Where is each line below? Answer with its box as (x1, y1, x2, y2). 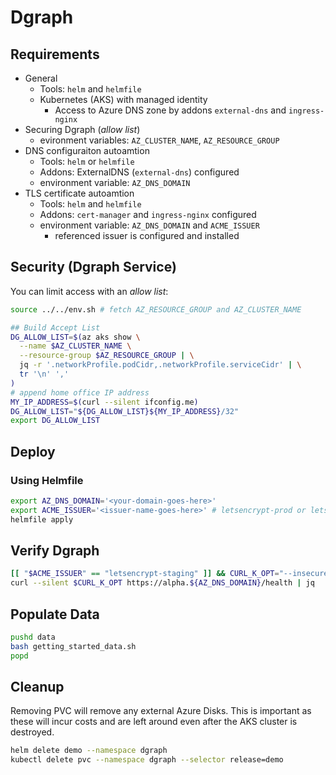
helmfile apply (10, 514, 74, 525)
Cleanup (10, 679, 65, 696)
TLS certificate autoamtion (24, 187, 135, 199)
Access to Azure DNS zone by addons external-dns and (54, 104, 287, 116)
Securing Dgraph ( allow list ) (24, 124, 141, 135)
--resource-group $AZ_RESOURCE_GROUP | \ (19, 351, 195, 361)
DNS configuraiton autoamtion (24, 145, 150, 156)
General (24, 72, 58, 84)
